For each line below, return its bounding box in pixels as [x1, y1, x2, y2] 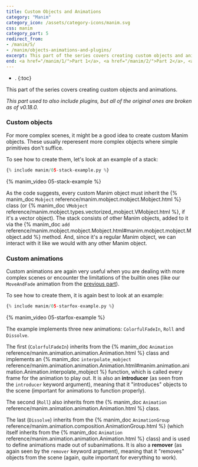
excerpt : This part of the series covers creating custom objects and [6, 53, 183, 59]
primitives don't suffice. [6, 144, 64, 151]
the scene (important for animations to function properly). [6, 387, 146, 394]
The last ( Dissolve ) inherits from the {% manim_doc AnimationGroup [6, 416, 170, 423]
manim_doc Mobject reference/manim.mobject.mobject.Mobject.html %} [6, 196, 181, 203]
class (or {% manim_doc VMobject [6, 202, 88, 209]
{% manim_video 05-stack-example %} [6, 178, 101, 185]
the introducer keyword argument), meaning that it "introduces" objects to [6, 381, 187, 388]
